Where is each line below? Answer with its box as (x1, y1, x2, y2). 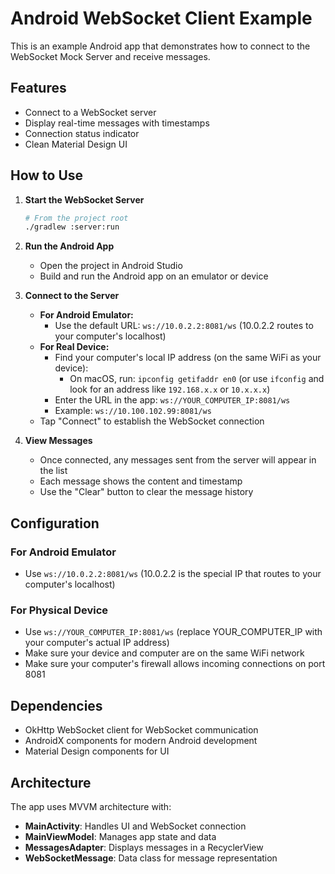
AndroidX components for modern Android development (24, 735, 258, 747)
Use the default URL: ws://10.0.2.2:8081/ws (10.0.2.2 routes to (54, 320, 314, 332)
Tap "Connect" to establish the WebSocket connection (39, 415, 265, 427)
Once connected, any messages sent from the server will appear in (39, 454, 317, 466)
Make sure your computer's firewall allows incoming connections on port (24, 658, 326, 670)
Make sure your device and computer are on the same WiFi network (24, 647, 305, 659)
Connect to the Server (24, 290, 120, 302)
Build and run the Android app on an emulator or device (39, 270, 269, 282)
